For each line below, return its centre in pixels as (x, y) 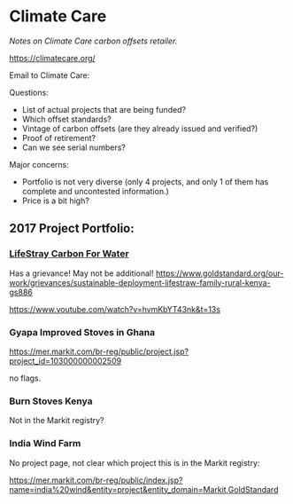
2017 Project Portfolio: (72, 228)
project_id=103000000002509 (66, 360)
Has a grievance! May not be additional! (81, 273)
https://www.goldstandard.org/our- (220, 273)
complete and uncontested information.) (96, 191)
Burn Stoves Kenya (51, 401)
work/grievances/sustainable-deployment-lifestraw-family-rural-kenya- (140, 282)
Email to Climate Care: (50, 75)
